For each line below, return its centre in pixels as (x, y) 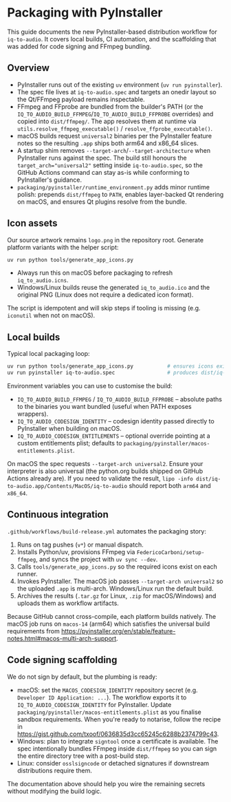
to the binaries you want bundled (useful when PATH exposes (104, 407)
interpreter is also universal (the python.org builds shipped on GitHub (105, 471)
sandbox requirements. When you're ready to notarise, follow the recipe (119, 719)
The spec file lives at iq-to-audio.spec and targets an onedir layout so (117, 92)
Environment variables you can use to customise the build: (90, 386)
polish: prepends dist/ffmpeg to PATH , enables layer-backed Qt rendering (120, 194)
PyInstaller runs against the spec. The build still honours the (102, 158)
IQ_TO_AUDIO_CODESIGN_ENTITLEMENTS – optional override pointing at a (114, 436)
